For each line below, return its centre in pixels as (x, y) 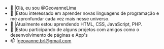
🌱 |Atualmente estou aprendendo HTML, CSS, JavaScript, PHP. (76, 24)
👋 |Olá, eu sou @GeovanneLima (43, 8)
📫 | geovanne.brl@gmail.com (41, 41)
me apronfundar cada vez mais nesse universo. (60, 19)
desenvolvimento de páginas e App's (49, 35)
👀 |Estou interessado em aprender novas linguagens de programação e (85, 13)
